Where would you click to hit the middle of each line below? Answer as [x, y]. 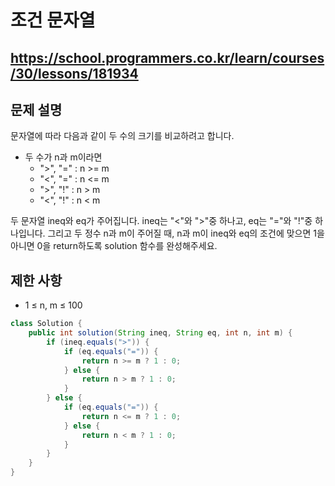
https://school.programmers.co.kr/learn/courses [167, 57]
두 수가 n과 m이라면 [63, 157]
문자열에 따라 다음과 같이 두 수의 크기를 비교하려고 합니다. [122, 136]
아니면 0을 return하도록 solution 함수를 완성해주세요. [114, 246]
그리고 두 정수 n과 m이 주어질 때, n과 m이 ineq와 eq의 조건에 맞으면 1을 [186, 233]
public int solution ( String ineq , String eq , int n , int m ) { [160, 333]
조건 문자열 [53, 20]
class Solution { [46, 324]
